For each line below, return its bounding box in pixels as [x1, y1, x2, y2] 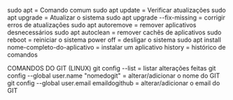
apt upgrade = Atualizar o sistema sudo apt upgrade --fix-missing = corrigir [7, 13, 225, 22]
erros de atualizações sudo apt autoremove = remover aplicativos [7, 21, 197, 29]
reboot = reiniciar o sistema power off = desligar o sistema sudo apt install [7, 36, 222, 44]
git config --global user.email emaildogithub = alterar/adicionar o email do [7, 79, 220, 87]
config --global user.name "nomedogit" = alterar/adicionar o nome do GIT [7, 71, 220, 80]
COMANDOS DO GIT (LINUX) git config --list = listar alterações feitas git [7, 64, 216, 72]
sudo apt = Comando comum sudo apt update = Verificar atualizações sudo [7, 6, 226, 14]
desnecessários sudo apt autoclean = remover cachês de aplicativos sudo [7, 28, 222, 36]
